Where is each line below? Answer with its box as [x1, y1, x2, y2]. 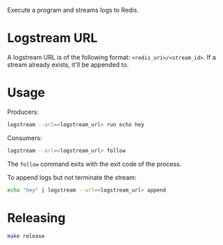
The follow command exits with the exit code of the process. [7, 160, 182, 168]
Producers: [7, 108, 40, 116]
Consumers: [7, 133, 42, 142]
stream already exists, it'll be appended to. [7, 60, 129, 69]
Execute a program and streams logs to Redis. [7, 6, 139, 14]
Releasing [7, 210, 66, 226]
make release [7, 233, 45, 240]
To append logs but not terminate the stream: [7, 173, 137, 181]
